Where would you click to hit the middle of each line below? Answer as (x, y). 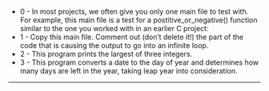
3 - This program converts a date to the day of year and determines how (139, 62)
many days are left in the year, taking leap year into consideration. (128, 71)
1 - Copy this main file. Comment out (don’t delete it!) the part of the (132, 37)
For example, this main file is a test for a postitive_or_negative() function (139, 20)
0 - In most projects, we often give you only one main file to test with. (134, 12)
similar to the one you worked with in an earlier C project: (114, 28)
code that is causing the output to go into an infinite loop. (114, 45)
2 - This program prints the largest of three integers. (106, 54)
